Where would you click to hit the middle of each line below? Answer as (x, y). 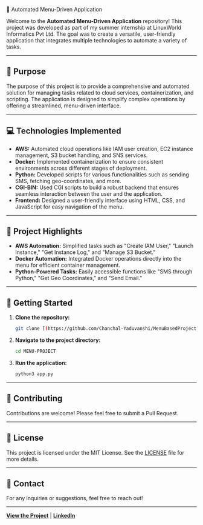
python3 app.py (34, 374)
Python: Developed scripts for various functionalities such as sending (102, 174)
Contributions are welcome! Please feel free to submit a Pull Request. (92, 413)
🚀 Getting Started (40, 303)
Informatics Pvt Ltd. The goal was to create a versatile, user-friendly (91, 34)
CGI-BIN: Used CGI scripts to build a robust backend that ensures (97, 187)
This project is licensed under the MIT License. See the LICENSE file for (95, 452)
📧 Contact (25, 483)
